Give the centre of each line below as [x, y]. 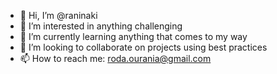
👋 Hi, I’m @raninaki [58, 15]
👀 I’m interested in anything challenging [101, 26]
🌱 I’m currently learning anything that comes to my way [133, 36]
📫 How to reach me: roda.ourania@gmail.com [115, 58]
